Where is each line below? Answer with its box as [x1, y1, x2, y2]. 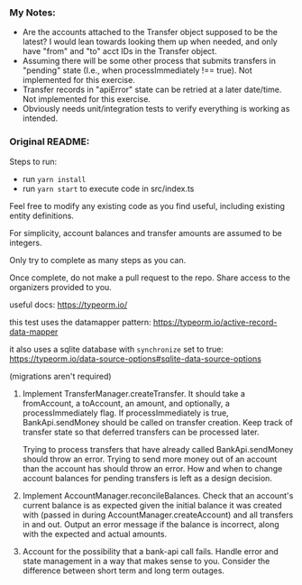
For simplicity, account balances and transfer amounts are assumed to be [9, 227, 282, 238]
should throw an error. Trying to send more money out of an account [22, 453, 278, 464]
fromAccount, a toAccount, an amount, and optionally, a [22, 398, 230, 408]
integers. [9, 237, 42, 248]
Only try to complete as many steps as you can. [9, 254, 187, 265]
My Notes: [9, 6, 56, 19]
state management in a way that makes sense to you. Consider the [22, 555, 270, 566]
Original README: [9, 135, 90, 148]
